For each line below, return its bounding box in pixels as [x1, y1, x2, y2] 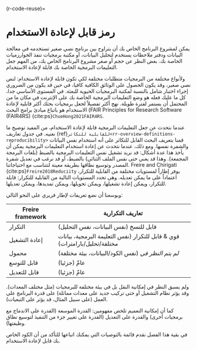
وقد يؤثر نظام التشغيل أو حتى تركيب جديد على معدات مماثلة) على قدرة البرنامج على [6, 289, 189, 296]
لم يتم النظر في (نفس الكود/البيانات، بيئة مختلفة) [57, 249, 179, 257]
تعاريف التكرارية [103, 208, 143, 217]
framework [15, 213, 47, 221]
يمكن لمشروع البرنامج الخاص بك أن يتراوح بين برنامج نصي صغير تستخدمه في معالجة [6, 45, 190, 52]
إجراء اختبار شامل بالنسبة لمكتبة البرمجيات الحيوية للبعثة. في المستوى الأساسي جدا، [6, 87, 189, 95]
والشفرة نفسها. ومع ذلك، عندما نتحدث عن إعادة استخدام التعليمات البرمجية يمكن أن [6, 142, 189, 149]
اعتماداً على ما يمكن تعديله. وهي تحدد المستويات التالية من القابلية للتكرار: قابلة [6, 173, 177, 181]
